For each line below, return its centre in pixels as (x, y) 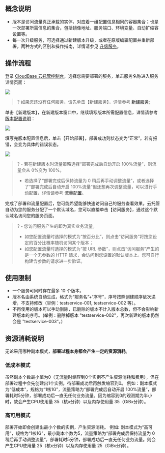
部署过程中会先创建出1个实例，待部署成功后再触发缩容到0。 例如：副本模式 (81, 383)
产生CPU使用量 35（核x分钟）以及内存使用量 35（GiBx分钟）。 (85, 401)
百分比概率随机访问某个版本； (63, 242)
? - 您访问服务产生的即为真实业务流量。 (57, 226)
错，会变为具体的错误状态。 (33, 144)
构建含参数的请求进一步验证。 (55, 261)
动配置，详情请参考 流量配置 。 (55, 193)
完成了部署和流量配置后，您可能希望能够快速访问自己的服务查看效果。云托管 (82, 203)
